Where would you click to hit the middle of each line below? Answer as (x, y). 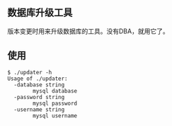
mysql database (55, 91)
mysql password (55, 103)
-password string (39, 97)
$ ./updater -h (30, 72)
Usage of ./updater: (38, 79)
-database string (39, 85)
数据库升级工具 (40, 13)
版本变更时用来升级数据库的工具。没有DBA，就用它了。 (88, 31)
